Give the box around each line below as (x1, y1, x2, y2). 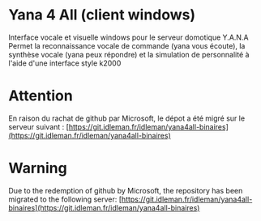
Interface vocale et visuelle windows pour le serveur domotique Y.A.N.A (8, 32, 249, 42)
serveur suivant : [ (8, 121, 69, 131)
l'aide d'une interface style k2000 (8, 58, 122, 68)
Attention (8, 87, 73, 105)
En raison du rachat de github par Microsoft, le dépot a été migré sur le (8, 113, 246, 123)
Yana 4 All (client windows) (8, 6, 196, 24)
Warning (8, 159, 67, 177)
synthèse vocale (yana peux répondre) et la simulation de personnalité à (8, 49, 250, 59)
